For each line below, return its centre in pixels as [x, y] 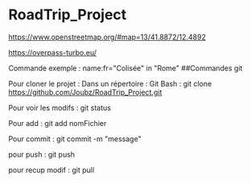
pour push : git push [41, 154]
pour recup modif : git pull [51, 169]
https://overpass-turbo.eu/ [53, 52]
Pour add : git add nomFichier [58, 123]
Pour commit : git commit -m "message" [75, 139]
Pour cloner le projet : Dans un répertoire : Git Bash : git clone [110, 83]
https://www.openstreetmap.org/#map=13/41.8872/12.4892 [107, 37]
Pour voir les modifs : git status [60, 108]
